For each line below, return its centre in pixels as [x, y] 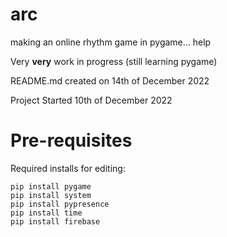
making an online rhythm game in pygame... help [111, 42]
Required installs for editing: [68, 168]
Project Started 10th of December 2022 [91, 100]
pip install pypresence [60, 204]
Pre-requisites [71, 140]
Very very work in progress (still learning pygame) [114, 61]
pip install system [51, 195]
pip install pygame [51, 186]
